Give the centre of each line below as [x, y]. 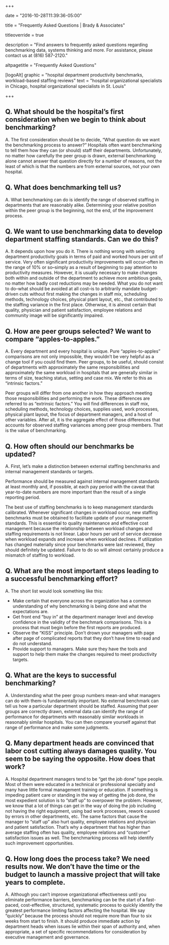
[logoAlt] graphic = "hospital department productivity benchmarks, [74, 75]
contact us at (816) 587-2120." [36, 55]
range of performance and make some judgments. [57, 727]
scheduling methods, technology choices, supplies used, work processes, [82, 409]
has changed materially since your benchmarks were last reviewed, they [80, 545]
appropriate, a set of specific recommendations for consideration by [76, 932]
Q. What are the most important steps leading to [82, 571]
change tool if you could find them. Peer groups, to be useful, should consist [84, 362]
